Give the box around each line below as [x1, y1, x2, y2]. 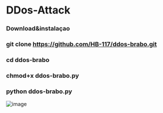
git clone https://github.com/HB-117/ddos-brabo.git [6, 40, 157, 49]
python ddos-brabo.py [6, 87, 72, 95]
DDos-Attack [6, 4, 70, 17]
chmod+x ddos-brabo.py [6, 71, 79, 80]
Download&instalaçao [6, 25, 70, 33]
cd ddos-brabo [6, 56, 50, 64]
